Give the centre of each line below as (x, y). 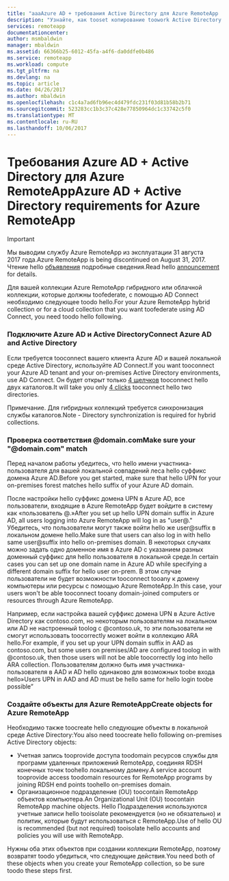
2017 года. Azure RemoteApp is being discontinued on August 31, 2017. (107, 260)
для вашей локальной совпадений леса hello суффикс (127, 471)
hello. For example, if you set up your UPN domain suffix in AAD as (100, 643)
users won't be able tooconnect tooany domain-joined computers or (103, 593)
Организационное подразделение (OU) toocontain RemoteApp (107, 792)
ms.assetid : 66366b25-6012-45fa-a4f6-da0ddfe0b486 (81, 52)
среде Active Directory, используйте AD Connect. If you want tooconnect (111, 365)
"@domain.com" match (47, 448)
